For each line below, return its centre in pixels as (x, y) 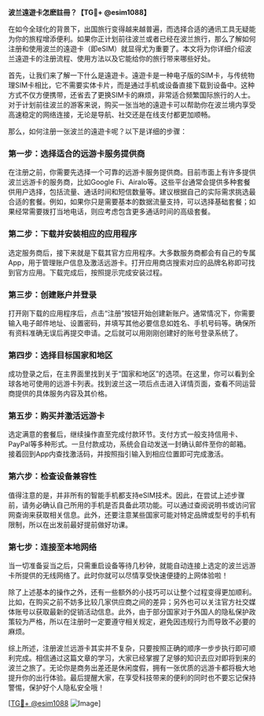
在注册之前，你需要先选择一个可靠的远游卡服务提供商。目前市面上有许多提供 (132, 172)
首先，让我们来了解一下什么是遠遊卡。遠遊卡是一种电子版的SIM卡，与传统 (128, 75)
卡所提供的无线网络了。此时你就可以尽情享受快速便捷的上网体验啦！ (118, 576)
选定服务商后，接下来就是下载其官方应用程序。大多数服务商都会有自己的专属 (132, 253)
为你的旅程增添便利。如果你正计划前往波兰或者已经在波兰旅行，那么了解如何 (132, 39)
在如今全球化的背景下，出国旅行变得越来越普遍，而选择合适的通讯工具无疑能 (132, 29)
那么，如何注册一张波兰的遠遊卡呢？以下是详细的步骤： (97, 131)
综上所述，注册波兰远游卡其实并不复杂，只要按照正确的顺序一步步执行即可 (128, 648)
